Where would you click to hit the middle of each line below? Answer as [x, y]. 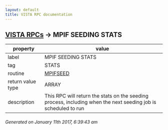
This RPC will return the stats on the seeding [96, 96]
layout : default [22, 10]
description [21, 102]
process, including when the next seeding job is [100, 102]
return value [22, 81]
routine [16, 73]
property [24, 49]
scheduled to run [64, 108]
